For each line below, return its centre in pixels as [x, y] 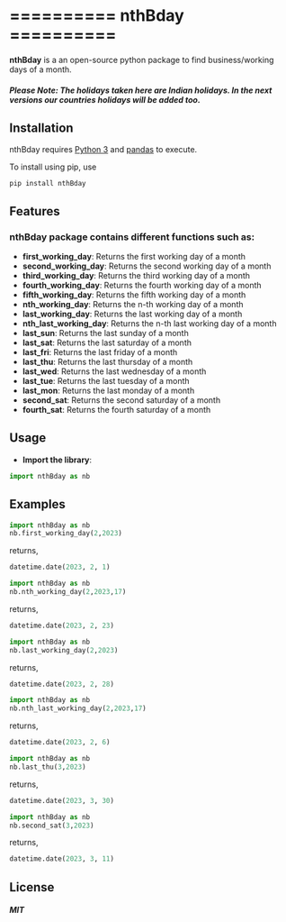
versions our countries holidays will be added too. [105, 99]
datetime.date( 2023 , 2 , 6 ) [60, 743]
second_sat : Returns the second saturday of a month [121, 400]
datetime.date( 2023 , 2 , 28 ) [62, 684]
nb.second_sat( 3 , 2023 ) [52, 826]
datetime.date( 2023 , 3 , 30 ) [62, 800]
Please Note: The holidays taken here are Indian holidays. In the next [141, 90]
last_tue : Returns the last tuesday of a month [106, 381]
